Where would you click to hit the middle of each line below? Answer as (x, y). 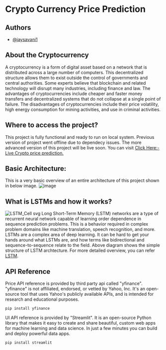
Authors (18, 28)
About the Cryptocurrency (47, 55)
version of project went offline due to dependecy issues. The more (73, 142)
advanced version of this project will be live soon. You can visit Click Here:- (83, 147)
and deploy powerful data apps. (38, 334)
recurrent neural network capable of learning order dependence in (73, 219)
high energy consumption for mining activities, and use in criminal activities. (83, 109)
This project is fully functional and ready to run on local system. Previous (80, 137)
